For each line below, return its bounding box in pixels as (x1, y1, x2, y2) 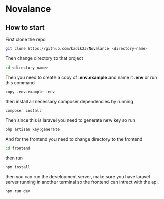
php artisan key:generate (5, 127, 60, 132)
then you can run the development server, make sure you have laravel (5, 174, 150, 180)
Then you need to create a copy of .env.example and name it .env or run (5, 74, 157, 80)
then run (5, 155, 23, 161)
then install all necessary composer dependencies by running (5, 98, 134, 104)
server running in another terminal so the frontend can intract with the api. (5, 179, 159, 185)
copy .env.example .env (5, 89, 56, 94)
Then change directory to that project (5, 55, 83, 61)
